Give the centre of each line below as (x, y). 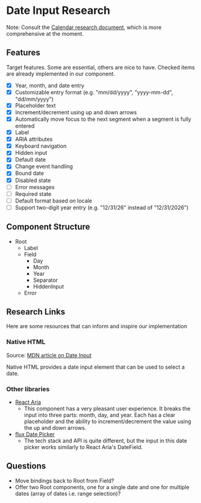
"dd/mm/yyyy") (34, 99)
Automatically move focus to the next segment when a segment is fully (103, 119)
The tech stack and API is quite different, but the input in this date (105, 441)
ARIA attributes (34, 139)
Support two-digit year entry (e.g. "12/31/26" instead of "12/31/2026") (102, 207)
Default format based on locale (53, 201)
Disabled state (33, 180)
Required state (33, 193)
